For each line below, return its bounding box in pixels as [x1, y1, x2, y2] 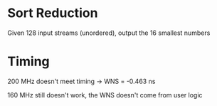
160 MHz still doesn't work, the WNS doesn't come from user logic [7, 90, 203, 99]
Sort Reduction [7, 5, 98, 21]
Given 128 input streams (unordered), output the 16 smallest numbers [7, 28, 211, 37]
